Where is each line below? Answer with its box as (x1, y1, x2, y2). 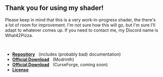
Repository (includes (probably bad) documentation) (12, 51, 121, 57)
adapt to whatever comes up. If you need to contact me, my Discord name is (5, 27, 159, 33)
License (12, 67, 29, 73)
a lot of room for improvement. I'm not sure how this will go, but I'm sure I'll (5, 22, 156, 28)
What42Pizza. (5, 32, 33, 38)
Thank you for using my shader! (5, 4, 104, 12)
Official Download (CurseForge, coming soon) (12, 61, 108, 67)
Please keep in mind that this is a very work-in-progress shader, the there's (5, 17, 156, 22)
